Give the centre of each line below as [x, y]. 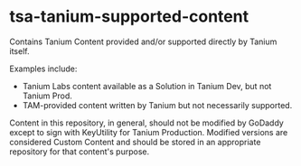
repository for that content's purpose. [80, 152]
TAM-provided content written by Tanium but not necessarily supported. [157, 105]
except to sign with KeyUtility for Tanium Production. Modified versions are [149, 132]
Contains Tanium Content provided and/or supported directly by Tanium [143, 41]
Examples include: [43, 69]
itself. [19, 51]
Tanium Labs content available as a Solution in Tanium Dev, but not [147, 86]
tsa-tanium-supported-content [129, 17]
